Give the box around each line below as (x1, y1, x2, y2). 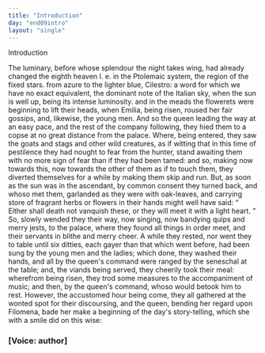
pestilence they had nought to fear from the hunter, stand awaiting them (8, 147, 243, 157)
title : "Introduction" (8, 11, 83, 20)
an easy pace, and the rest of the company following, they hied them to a (8, 122, 247, 131)
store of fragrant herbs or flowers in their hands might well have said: (8, 198, 234, 207)
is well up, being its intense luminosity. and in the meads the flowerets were (8, 97, 255, 107)
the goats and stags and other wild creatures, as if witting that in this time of (8, 139, 257, 149)
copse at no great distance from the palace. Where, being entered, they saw (8, 131, 257, 140)
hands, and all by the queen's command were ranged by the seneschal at (8, 256, 248, 266)
